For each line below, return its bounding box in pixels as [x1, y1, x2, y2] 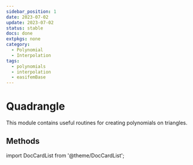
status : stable [6, 25, 44, 31]
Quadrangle [6, 100, 65, 113]
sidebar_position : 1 [6, 8, 57, 15]
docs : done [6, 31, 33, 37]
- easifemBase [11, 74, 46, 80]
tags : [6, 58, 19, 64]
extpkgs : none [6, 36, 41, 42]
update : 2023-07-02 [6, 19, 54, 25]
